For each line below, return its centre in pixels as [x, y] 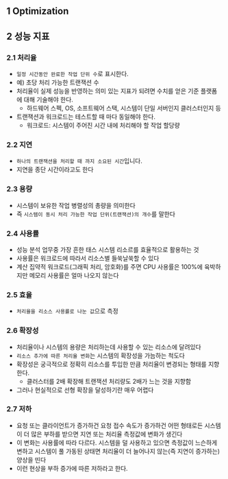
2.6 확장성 [23, 331]
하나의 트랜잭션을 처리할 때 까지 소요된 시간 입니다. [79, 161]
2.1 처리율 [22, 58]
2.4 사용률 [23, 233]
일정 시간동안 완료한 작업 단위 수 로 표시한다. [73, 74]
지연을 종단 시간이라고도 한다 [55, 170]
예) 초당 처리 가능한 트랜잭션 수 [58, 82]
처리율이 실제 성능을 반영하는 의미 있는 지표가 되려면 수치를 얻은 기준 [107, 91]
